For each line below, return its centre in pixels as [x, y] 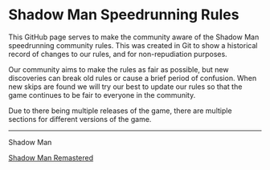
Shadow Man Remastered [51, 157]
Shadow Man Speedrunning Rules [124, 15]
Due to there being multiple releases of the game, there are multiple [120, 111]
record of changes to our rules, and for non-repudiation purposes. [118, 54]
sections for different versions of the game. [80, 119]
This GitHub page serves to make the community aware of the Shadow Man [134, 37]
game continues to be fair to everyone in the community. [102, 95]
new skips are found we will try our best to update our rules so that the [125, 87]
